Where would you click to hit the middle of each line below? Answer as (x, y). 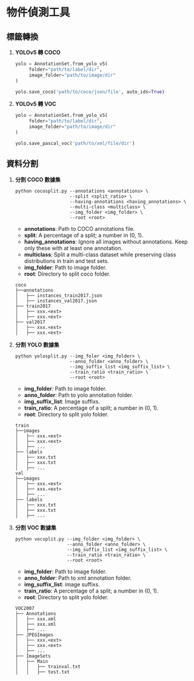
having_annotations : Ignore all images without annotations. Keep (106, 241)
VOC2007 (25, 608)
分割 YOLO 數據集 (37, 344)
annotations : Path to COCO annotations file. (79, 228)
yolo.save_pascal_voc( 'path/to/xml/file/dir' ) (75, 143)
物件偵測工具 (38, 12)
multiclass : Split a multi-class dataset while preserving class (100, 254)
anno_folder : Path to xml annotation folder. (78, 578)
